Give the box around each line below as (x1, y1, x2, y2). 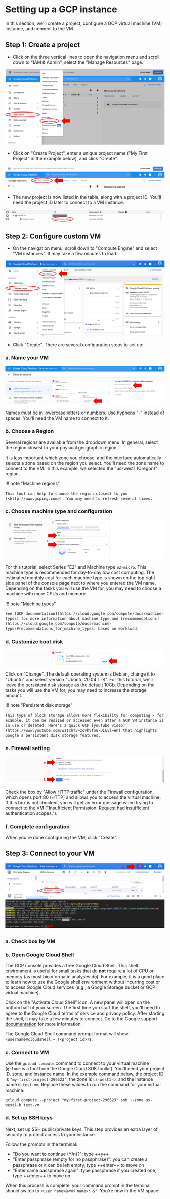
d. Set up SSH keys (5, 1114, 53, 1121)
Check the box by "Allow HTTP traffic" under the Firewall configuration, (5, 789, 154, 795)
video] (111, 723, 125, 728)
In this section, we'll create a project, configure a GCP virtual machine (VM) (5, 20, 162, 26)
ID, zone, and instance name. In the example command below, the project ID (5, 1071, 164, 1077)
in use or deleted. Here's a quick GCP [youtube (5, 723, 110, 728)
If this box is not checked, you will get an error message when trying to (5, 800, 153, 806)
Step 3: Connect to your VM (5, 849, 95, 857)
